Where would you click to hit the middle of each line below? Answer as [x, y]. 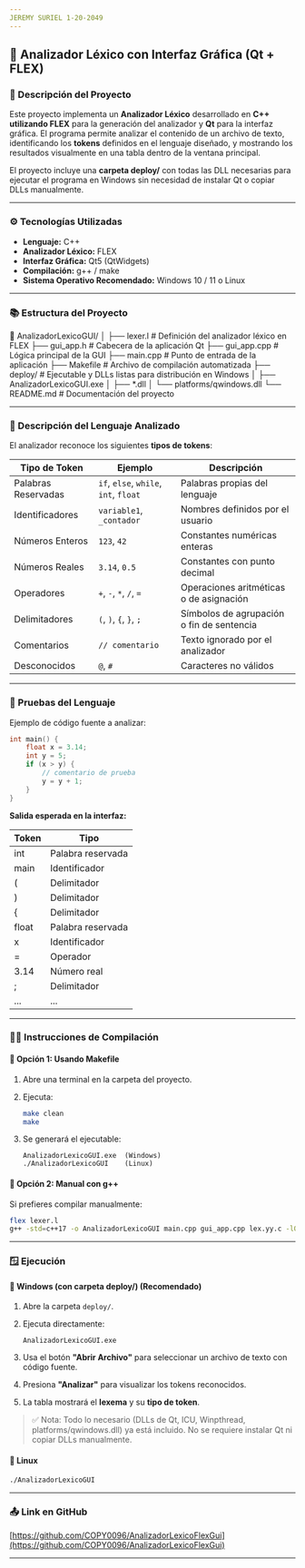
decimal [197, 573]
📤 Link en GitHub [49, 1512]
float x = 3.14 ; [57, 748]
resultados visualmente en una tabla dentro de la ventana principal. [135, 153]
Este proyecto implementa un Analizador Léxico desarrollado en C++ [140, 114]
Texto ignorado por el [226, 640]
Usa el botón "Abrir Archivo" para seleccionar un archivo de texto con [155, 1357]
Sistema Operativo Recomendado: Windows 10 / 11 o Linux [134, 280]
